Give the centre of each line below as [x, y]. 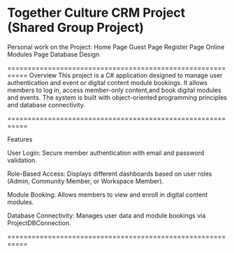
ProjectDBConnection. [39, 223]
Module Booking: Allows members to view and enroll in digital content [108, 194]
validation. [22, 160]
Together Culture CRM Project [96, 13]
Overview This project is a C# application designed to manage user [126, 75]
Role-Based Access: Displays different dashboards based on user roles [110, 174]
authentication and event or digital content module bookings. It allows [108, 82]
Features [20, 139]
